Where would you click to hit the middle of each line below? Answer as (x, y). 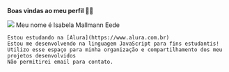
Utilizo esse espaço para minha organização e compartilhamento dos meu (115, 50)
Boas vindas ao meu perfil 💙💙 (50, 11)
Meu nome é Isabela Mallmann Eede (68, 25)
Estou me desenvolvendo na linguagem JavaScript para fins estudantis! (113, 44)
